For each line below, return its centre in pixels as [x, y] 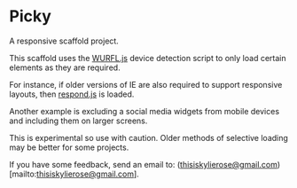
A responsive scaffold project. [64, 41]
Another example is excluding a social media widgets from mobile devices [145, 111]
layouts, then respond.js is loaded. [72, 94]
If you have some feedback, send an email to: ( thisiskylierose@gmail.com [143, 164]
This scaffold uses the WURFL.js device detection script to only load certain [148, 58]
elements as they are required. [65, 67]
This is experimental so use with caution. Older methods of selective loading [148, 137]
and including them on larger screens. [78, 121]
